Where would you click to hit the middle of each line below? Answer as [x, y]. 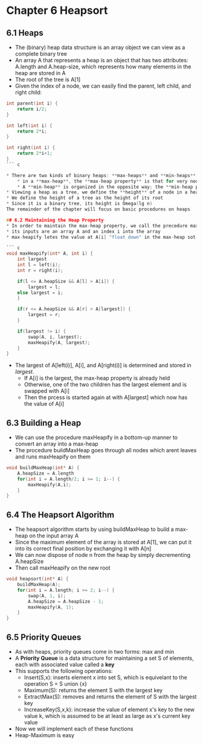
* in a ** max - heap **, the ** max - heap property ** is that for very [102, 181]
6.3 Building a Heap [44, 423]
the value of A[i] [44, 404]
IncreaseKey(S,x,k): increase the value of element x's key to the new [109, 709]
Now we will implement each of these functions [74, 729]
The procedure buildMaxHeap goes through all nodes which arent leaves [106, 451]
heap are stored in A [40, 73]
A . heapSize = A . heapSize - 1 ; [66, 601]
